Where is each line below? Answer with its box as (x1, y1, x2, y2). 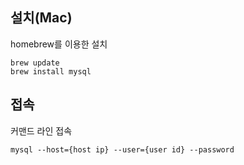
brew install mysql (10, 66, 92, 77)
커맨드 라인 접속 (10, 124, 73, 137)
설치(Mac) (10, 9, 73, 27)
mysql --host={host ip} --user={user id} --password (10, 144, 235, 155)
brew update (10, 58, 60, 68)
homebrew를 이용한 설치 (10, 38, 108, 50)
